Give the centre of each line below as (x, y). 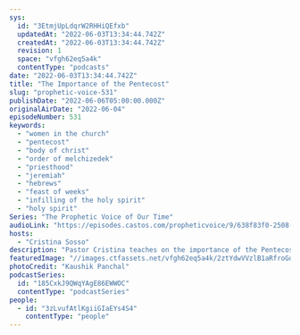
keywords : (28, 126)
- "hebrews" (40, 184)
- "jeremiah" (42, 175)
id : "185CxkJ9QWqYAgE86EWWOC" (73, 283)
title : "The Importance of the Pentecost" (89, 84)
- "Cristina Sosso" (54, 242)
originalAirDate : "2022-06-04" (67, 109)
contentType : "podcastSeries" (73, 291)
